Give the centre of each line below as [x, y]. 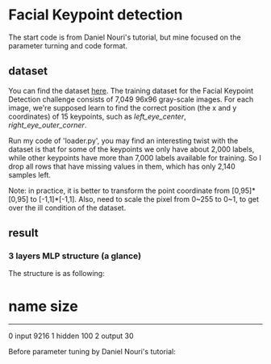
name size [43, 306]
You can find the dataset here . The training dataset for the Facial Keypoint [131, 90]
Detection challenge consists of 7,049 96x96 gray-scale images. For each [131, 99]
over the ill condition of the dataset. [67, 207]
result [23, 233]
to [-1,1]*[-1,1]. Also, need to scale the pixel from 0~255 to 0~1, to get [145, 199]
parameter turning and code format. [68, 45]
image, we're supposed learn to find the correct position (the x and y [123, 107]
